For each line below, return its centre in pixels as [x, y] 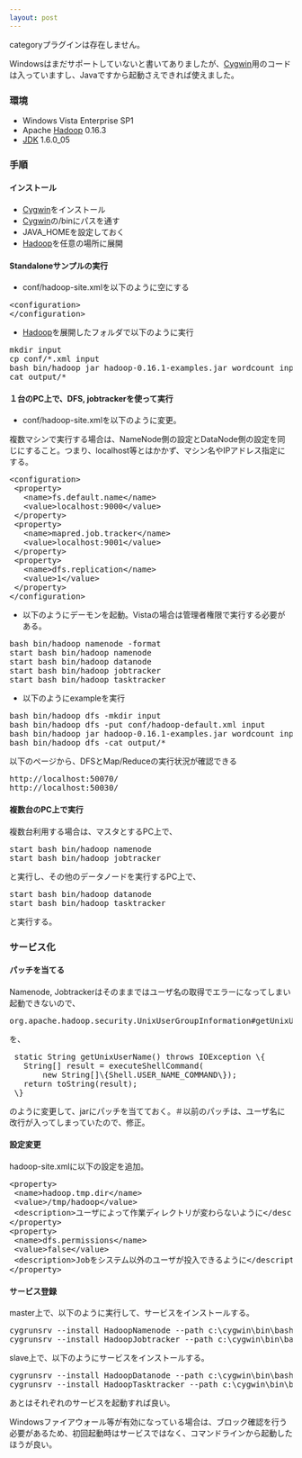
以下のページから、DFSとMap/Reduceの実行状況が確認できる [123, 761]
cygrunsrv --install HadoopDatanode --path [107, 1376]
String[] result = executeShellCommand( [114, 1065]
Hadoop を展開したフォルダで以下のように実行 [108, 332]
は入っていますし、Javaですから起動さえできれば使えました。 [124, 75]
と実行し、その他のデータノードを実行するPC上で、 [105, 876]
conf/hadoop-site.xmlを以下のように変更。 [102, 421]
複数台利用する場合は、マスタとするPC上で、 [93, 831]
